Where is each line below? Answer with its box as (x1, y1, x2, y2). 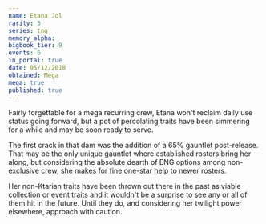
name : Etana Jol (8, 11, 62, 20)
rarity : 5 (8, 19, 42, 27)
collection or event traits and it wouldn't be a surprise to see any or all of (8, 190, 248, 200)
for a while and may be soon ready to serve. (8, 125, 154, 134)
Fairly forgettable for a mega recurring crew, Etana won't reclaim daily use (8, 108, 253, 118)
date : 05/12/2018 (8, 64, 66, 72)
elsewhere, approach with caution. (8, 207, 123, 217)
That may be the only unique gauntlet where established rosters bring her (8, 149, 252, 158)
